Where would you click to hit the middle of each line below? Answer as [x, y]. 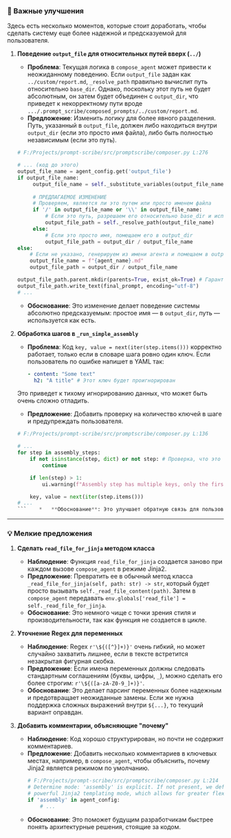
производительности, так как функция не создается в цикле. [117, 620]
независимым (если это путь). [72, 140]
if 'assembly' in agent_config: [74, 800]
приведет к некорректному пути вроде [85, 104]
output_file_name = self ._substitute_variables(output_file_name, [130, 184]
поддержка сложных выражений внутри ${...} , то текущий [115, 705]
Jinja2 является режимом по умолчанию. [88, 768]
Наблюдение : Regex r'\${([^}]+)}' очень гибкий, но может [116, 647]
